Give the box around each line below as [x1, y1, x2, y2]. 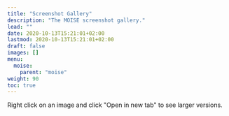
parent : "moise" [20, 68, 68, 75]
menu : [7, 56, 23, 63]
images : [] [7, 50, 39, 57]
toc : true [7, 82, 36, 89]
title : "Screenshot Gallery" [7, 10, 92, 17]
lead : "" [7, 23, 33, 30]
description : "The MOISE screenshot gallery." [7, 17, 146, 24]
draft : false [7, 43, 46, 50]
